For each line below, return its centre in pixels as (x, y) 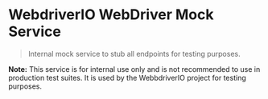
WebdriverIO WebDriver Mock (111, 15)
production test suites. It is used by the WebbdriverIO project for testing (128, 77)
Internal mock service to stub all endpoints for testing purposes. (134, 53)
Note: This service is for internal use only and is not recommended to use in (134, 69)
